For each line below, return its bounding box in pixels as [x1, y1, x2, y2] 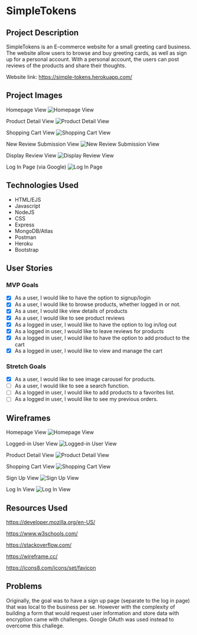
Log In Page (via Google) [6, 163, 67, 170]
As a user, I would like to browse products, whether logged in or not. [14, 301, 181, 308]
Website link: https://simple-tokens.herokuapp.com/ [6, 74, 133, 80]
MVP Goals [6, 281, 39, 289]
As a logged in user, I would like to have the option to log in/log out [14, 321, 177, 328]
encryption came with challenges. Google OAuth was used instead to [6, 616, 174, 623]
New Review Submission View [6, 140, 80, 147]
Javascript [14, 202, 41, 209]
